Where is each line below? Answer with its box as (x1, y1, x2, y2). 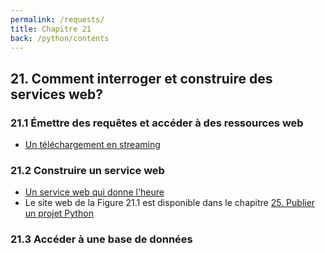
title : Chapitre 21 (10, 24, 92, 34)
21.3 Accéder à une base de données (10, 232, 193, 246)
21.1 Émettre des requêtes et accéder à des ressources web (10, 116, 304, 130)
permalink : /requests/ (10, 14, 105, 25)
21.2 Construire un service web (10, 163, 165, 177)
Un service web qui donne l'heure (24, 186, 165, 198)
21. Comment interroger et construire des (10, 70, 273, 87)
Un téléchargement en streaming (24, 139, 161, 151)
